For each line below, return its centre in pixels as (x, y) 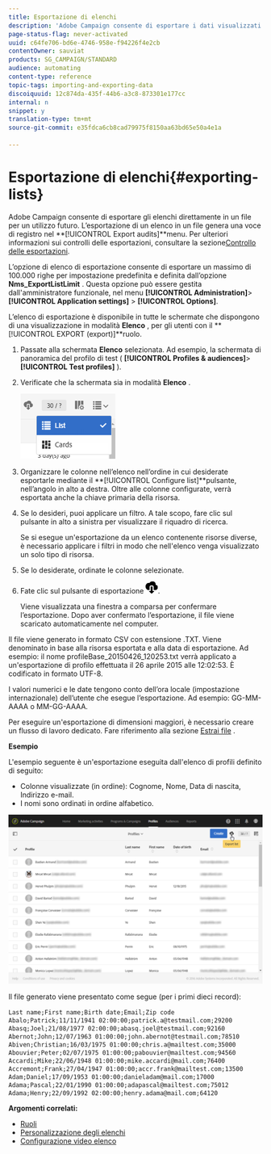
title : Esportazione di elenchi (63, 17)
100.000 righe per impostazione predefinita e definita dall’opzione (118, 275)
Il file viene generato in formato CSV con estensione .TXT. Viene (115, 639)
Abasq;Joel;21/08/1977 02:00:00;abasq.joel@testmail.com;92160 (117, 1029)
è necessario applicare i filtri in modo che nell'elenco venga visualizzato (140, 546)
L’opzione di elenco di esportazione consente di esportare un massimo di (130, 266)
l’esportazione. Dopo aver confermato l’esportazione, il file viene (127, 615)
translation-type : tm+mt (50, 120)
